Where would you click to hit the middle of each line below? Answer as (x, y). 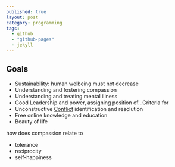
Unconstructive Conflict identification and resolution (79, 109)
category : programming (34, 23)
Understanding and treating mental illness (66, 96)
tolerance (26, 144)
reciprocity (28, 151)
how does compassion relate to (45, 133)
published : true (26, 12)
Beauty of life (31, 121)
